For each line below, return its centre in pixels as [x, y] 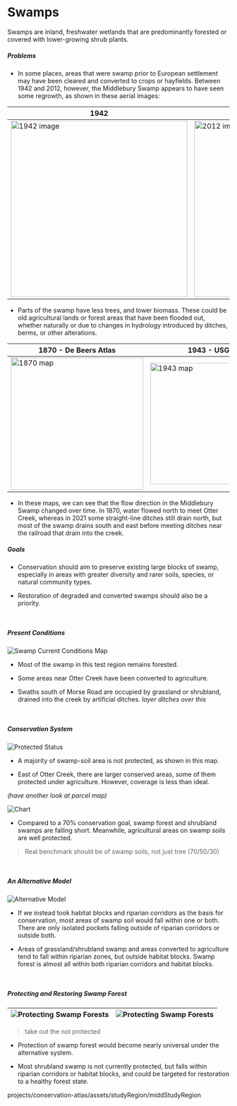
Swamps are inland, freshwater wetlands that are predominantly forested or [117, 32]
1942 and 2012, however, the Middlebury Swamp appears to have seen [121, 88]
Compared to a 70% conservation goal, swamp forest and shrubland [117, 822]
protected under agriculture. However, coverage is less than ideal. [114, 781]
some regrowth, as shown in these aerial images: [89, 95]
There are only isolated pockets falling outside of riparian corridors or [119, 927]
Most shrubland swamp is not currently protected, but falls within [112, 1066]
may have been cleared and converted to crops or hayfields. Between [119, 80]
